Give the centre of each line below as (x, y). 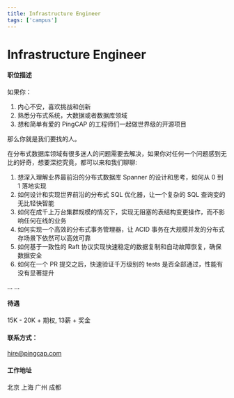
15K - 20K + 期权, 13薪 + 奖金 (49, 320)
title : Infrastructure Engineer (54, 14)
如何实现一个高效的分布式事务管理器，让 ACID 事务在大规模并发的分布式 (121, 229)
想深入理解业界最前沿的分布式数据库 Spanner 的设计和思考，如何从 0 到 (120, 177)
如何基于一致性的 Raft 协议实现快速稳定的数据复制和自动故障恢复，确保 (119, 246)
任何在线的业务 (45, 221)
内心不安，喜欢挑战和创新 (54, 106)
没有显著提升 (36, 273)
